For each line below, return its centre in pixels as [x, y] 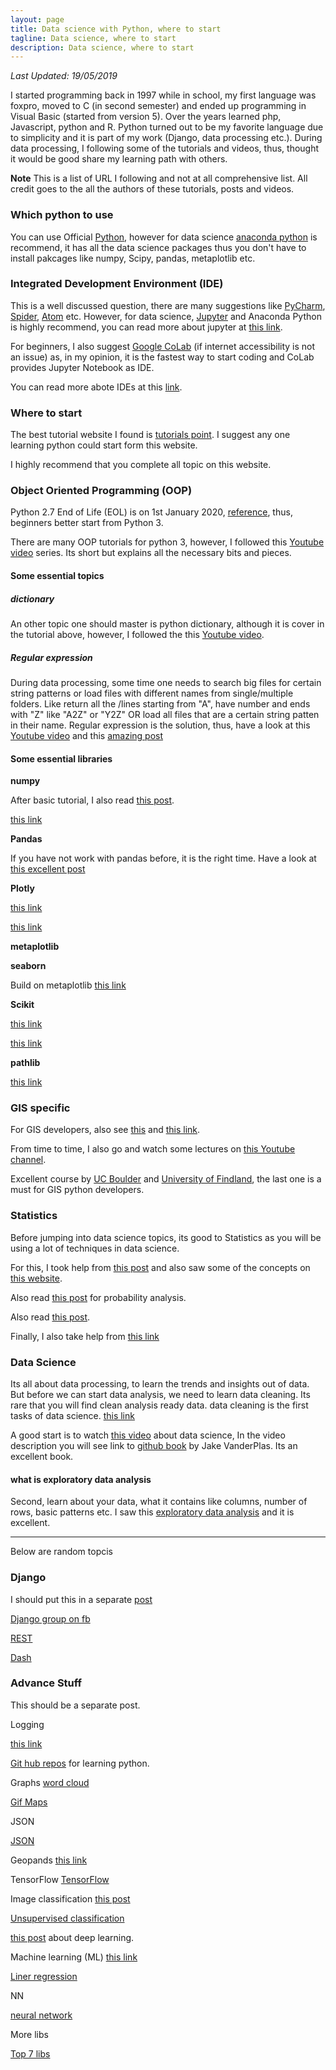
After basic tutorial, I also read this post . [92, 800]
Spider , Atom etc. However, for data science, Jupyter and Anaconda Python [166, 316]
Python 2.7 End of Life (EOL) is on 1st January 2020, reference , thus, [151, 512]
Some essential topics [57, 576]
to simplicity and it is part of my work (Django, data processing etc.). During [166, 138]
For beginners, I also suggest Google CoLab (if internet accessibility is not [163, 346]
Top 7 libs [30, 2053]
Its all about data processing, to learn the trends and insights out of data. [160, 1384]
